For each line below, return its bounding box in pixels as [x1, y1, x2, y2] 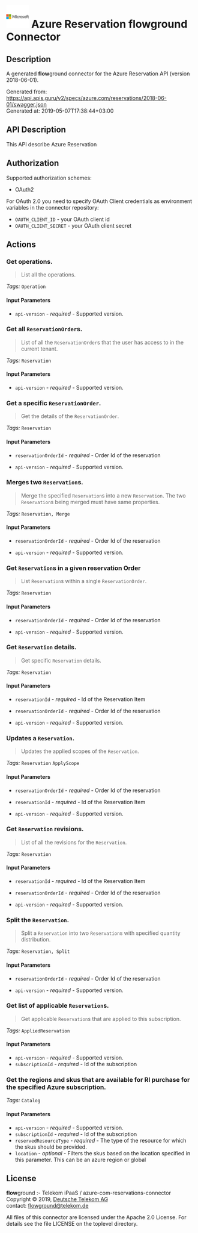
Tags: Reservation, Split [6, 947, 70, 955]
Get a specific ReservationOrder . [6, 399, 101, 407]
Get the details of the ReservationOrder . [20, 413, 119, 420]
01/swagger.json [6, 101, 47, 108]
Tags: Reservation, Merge [6, 510, 70, 517]
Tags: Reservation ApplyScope [6, 760, 80, 767]
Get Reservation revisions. [6, 825, 84, 833]
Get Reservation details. [6, 643, 77, 652]
